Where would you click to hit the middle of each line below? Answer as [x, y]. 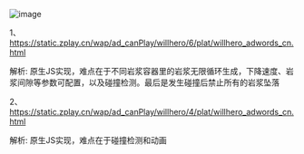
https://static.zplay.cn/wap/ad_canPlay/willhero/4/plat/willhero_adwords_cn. [152, 112]
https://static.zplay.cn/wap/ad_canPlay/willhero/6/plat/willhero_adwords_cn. [152, 43]
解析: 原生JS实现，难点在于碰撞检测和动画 [88, 140]
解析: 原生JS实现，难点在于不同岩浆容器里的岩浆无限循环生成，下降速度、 [147, 71]
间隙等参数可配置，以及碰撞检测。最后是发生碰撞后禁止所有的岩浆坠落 [148, 82]
